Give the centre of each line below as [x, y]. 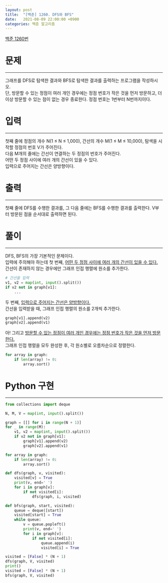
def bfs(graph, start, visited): [40, 506]
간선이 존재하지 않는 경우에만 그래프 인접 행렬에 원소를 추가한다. [67, 268]
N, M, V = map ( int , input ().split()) [44, 413]
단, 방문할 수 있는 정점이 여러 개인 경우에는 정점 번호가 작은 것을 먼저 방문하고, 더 [84, 93]
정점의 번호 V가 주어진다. [39, 147]
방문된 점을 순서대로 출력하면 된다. [44, 214]
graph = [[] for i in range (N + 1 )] [43, 422]
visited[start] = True [38, 515]
